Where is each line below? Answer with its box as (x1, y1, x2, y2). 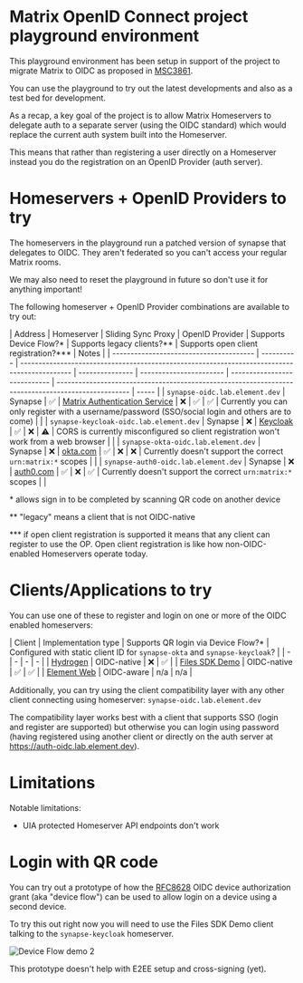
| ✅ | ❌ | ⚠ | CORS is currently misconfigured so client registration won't (9, 426, 280, 437)
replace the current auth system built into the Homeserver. (9, 129, 228, 140)
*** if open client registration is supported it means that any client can (9, 528, 270, 540)
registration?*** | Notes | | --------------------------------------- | (9, 347, 260, 359)
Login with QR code (9, 852, 158, 872)
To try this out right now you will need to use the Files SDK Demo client (9, 918, 274, 930)
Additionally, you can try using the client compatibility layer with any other (9, 684, 285, 695)
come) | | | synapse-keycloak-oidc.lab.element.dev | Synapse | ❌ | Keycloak (9, 415, 294, 427)
